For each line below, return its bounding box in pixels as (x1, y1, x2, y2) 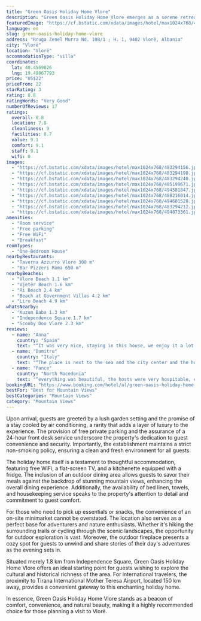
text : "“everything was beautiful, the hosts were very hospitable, (17, 376, 191, 382)
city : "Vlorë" (6, 43, 42, 49)
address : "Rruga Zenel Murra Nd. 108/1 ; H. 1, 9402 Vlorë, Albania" (6, 37, 184, 43)
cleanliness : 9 (11, 126, 50, 132)
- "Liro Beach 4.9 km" (11, 298, 68, 304)
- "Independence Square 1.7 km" (11, 315, 93, 321)
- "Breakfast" (11, 237, 47, 243)
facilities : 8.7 (11, 131, 52, 138)
